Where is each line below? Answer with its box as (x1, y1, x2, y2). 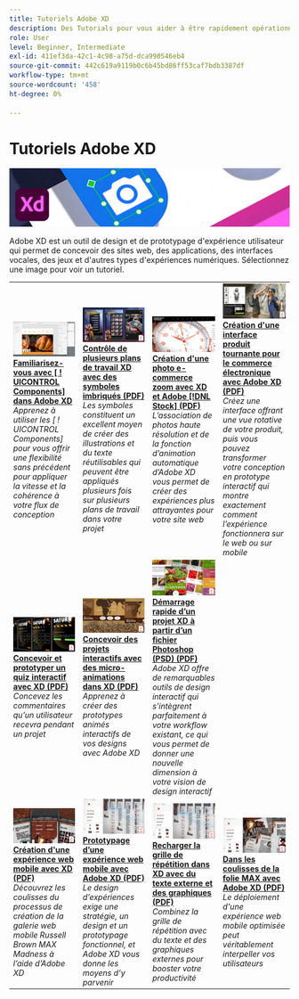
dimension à (152, 766, 198, 777)
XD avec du (152, 868, 197, 879)
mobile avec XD (12, 863, 73, 873)
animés (83, 719, 109, 730)
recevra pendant (12, 719, 75, 730)
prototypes (83, 709, 123, 721)
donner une (152, 748, 195, 758)
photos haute (152, 419, 202, 430)
